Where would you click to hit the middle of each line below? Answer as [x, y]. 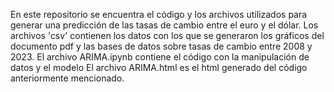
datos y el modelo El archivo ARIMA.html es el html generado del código [159, 67]
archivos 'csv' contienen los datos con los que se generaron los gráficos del [167, 35]
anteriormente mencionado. [67, 78]
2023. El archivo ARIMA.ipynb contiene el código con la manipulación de [160, 57]
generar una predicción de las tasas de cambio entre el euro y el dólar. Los [164, 25]
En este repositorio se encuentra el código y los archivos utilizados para [159, 14]
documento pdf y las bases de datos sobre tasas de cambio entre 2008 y [161, 46]
